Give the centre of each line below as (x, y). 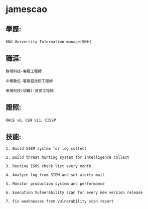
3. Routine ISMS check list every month (49, 166)
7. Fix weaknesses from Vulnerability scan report (60, 201)
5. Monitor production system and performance (55, 184)
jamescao (26, 9)
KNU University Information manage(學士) (49, 42)
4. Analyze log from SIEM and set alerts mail (55, 175)
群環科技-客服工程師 (24, 71)
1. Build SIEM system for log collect (46, 149)
